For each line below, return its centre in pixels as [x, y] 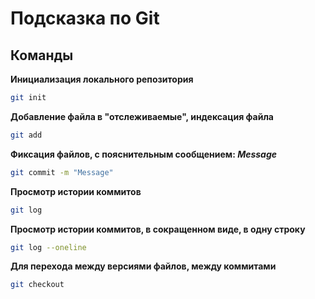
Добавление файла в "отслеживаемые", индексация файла [142, 116]
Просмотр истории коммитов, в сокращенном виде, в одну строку [158, 229]
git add [26, 135]
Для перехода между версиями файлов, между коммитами [143, 266]
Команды [42, 55]
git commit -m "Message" [62, 172]
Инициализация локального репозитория [102, 79]
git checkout [37, 285]
